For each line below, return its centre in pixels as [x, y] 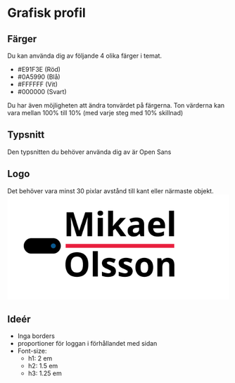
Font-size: [32, 351]
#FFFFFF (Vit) [38, 84]
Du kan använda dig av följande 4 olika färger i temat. [85, 56]
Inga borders [36, 336]
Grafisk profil [46, 13]
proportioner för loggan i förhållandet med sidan [87, 344]
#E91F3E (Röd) [39, 69]
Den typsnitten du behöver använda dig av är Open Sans [89, 152]
